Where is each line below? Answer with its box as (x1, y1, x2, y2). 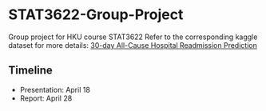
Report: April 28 (19, 93, 73, 103)
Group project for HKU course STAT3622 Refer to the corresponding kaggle (8, 32, 258, 42)
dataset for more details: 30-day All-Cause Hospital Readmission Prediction (8, 40, 257, 50)
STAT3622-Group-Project (8, 6, 184, 24)
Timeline (8, 64, 54, 77)
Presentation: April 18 (19, 85, 90, 94)
